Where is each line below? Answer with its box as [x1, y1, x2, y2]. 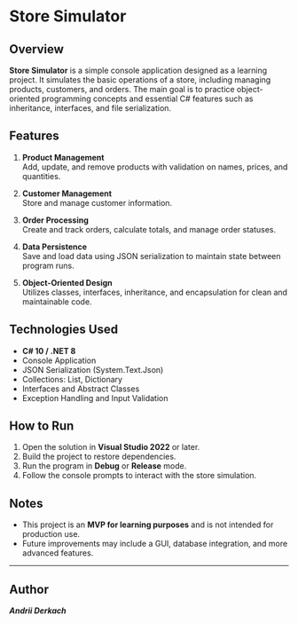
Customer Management [21, 188, 113, 199]
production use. [21, 529, 81, 540]
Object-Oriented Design [21, 277, 113, 288]
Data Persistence [21, 241, 87, 252]
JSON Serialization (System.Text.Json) [21, 364, 164, 375]
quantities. [21, 170, 61, 181]
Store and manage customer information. [21, 197, 173, 208]
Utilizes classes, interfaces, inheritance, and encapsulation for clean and [21, 287, 288, 297]
